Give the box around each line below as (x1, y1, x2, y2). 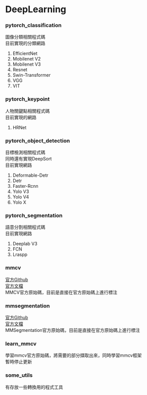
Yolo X (12, 200, 26, 206)
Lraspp (12, 251, 28, 258)
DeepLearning (5, 4, 67, 15)
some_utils (5, 372, 33, 379)
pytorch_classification (5, 22, 62, 29)
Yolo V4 (12, 194, 29, 200)
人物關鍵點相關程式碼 (5, 108, 50, 114)
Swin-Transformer (12, 72, 51, 78)
